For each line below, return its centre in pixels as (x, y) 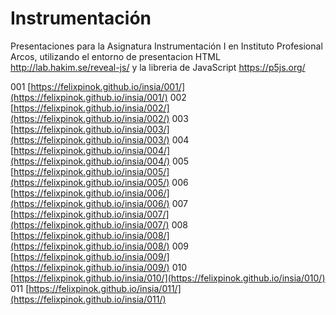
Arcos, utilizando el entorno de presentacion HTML (115, 56)
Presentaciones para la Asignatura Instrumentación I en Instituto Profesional (166, 46)
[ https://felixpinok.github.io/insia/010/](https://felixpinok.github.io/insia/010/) (168, 278)
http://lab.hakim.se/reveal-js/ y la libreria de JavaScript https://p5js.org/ (158, 67)
